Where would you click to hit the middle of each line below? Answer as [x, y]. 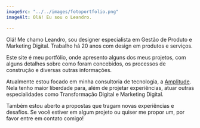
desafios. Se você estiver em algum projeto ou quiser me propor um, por [96, 112]
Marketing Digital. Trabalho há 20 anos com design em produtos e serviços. [99, 46]
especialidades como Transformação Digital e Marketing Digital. [85, 94]
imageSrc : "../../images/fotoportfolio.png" [62, 12]
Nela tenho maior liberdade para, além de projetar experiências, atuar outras [100, 88]
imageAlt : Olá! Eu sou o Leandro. [49, 17]
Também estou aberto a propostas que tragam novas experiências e [90, 105]
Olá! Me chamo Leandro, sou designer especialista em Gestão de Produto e [99, 39]
